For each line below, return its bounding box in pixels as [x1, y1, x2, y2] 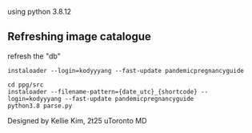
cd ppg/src [7, 80, 44, 89]
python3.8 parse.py [7, 102, 73, 110]
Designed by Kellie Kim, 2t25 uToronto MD [7, 115, 147, 125]
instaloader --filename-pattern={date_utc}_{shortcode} [7, 87, 198, 95]
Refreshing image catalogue [7, 30, 151, 43]
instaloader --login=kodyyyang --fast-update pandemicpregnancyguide [7, 66, 245, 75]
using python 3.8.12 [7, 7, 72, 16]
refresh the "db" [7, 51, 61, 61]
